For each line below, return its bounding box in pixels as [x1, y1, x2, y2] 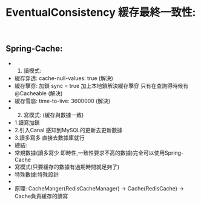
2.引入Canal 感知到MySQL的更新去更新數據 [14, 126, 123, 133]
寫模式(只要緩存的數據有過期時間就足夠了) [14, 163, 120, 170]
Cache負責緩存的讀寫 [14, 192, 68, 200]
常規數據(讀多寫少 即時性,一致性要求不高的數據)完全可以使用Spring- [14, 149, 184, 156]
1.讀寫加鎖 [14, 119, 40, 126]
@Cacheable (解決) [14, 89, 63, 97]
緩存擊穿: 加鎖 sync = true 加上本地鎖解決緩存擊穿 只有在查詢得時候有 [14, 82, 189, 89]
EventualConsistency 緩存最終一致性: [5, 5, 196, 19]
